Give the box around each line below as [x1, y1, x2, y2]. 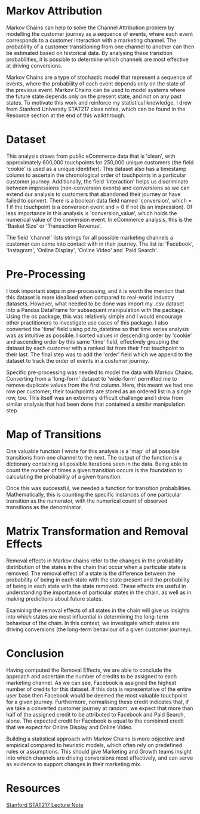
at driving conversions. [6, 62, 63, 69]
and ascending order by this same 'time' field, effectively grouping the [6, 338, 179, 345]
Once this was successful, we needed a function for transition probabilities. [6, 484, 192, 491]
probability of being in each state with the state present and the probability [6, 576, 190, 583]
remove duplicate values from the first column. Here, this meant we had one [6, 381, 193, 388]
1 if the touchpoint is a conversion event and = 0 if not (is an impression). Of [6, 203, 193, 210]
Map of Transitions [6, 428, 101, 441]
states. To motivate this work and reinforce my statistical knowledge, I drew [6, 99, 192, 106]
